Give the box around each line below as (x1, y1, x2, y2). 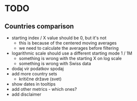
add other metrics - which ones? (11, 87, 77, 92)
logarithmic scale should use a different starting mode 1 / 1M (11, 50, 132, 56)
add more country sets (11, 71, 57, 76)
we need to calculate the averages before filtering (18, 45, 119, 51)
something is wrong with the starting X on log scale (18, 56, 122, 61)
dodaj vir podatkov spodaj (11, 66, 64, 72)
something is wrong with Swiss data (18, 61, 91, 66)
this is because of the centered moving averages (18, 40, 117, 46)
